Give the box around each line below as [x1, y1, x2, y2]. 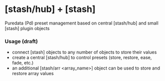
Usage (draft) [5, 37, 38, 44]
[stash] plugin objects [5, 25, 50, 31]
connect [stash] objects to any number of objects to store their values [12, 49, 157, 55]
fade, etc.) [12, 60, 34, 66]
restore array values [12, 70, 54, 76]
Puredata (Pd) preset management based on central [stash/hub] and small [5, 20, 159, 26]
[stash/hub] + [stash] [5, 3, 96, 15]
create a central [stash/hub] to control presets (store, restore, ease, [12, 54, 152, 60]
